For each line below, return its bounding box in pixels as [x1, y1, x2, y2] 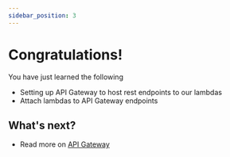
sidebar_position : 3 [8, 11, 77, 20]
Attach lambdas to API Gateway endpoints [19, 96, 158, 105]
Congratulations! [8, 45, 123, 63]
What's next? [8, 118, 76, 132]
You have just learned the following [8, 72, 123, 82]
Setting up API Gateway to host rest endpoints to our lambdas [19, 87, 223, 97]
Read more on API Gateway [19, 140, 110, 149]
